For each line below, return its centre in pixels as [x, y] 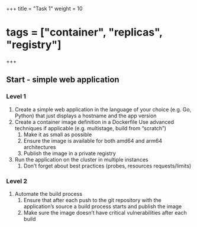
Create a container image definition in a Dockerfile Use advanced [94, 122]
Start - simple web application [63, 80]
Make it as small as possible [58, 134]
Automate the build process [49, 193]
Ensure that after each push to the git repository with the [92, 200]
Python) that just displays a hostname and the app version [85, 116]
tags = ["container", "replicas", [84, 32]
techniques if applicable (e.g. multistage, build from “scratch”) [91, 128]
